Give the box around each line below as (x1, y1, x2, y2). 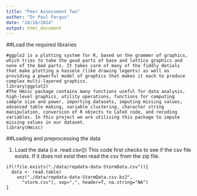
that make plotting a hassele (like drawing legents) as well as (6, 68, 169, 74)
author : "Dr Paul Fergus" (6, 14, 69, 20)
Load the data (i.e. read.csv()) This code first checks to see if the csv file (14, 147, 191, 154)
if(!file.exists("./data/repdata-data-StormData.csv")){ (6, 164, 149, 170)
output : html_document (6, 25, 62, 31)
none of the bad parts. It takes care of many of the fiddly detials (6, 63, 181, 69)
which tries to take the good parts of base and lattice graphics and (6, 58, 183, 64)
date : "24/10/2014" (6, 19, 54, 25)
